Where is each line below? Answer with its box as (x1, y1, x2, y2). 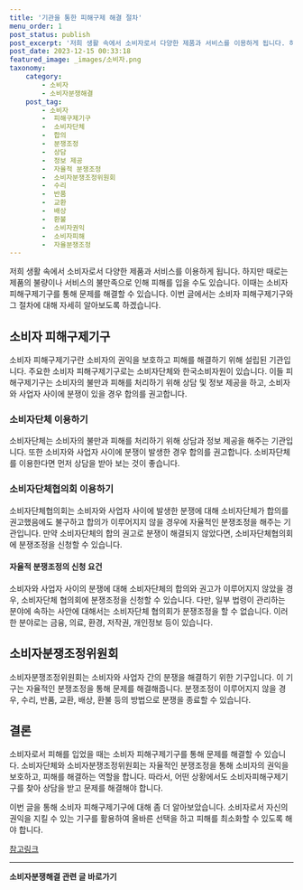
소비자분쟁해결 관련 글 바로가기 (9, 871, 117, 882)
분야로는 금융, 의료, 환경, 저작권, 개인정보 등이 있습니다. (18, 616, 214, 628)
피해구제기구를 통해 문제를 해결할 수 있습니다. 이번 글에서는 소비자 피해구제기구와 (9, 288, 294, 299)
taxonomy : (9, 64, 47, 73)
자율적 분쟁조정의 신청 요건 (9, 561, 103, 572)
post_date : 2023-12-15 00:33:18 (9, 47, 131, 56)
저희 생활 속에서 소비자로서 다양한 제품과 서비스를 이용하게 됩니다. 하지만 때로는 (9, 266, 289, 276)
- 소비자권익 (41, 223, 86, 232)
